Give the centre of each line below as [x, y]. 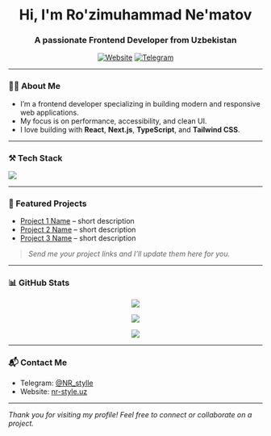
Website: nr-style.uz [54, 391]
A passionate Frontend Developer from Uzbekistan [135, 40]
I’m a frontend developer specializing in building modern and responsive [140, 103]
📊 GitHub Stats [39, 283]
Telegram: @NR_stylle [57, 383]
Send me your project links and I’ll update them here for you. [129, 254]
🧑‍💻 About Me [34, 86]
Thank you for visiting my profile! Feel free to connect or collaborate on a [130, 414]
